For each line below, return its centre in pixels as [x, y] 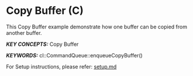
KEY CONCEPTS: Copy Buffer [42, 44]
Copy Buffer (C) [45, 11]
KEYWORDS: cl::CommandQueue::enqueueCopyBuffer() [75, 55]
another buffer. [24, 32]
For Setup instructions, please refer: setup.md [61, 66]
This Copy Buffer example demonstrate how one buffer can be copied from [96, 27]
